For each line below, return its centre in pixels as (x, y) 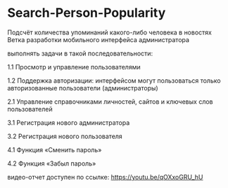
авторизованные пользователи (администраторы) (83, 88)
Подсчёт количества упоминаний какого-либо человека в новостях (110, 32)
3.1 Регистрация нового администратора (69, 122)
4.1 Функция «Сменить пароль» (55, 149)
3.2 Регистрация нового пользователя (65, 136)
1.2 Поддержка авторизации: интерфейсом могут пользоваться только (114, 80)
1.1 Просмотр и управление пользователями (74, 67)
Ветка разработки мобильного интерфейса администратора (99, 39)
